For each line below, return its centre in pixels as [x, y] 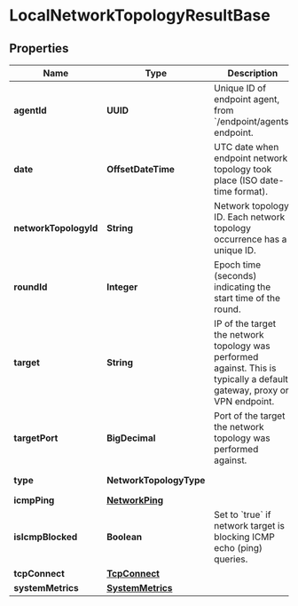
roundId [31, 287]
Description [253, 73]
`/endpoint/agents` [253, 121]
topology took [243, 169]
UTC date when [247, 147]
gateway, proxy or [252, 390]
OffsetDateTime [141, 169]
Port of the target [250, 416]
